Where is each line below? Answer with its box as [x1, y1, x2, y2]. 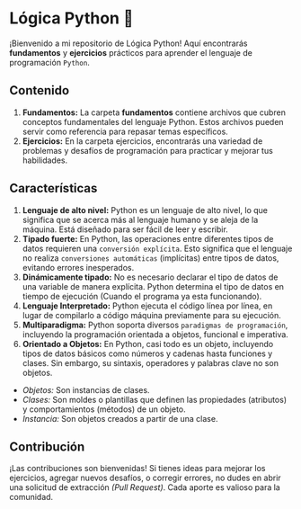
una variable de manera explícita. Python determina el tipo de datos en [22, 281, 285, 291]
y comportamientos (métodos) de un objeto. [22, 404, 186, 415]
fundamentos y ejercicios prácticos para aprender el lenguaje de [9, 47, 253, 58]
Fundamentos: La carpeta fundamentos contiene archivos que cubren [22, 107, 286, 118]
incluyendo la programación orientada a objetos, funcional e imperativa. [22, 328, 289, 340]
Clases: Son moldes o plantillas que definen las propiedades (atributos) [22, 394, 288, 405]
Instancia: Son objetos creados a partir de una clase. [22, 413, 218, 424]
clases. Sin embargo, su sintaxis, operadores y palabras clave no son [22, 357, 279, 368]
